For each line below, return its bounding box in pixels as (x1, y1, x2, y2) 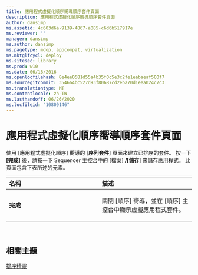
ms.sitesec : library (6, 58, 57, 64)
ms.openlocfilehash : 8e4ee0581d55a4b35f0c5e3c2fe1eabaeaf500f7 (6, 74, 165, 80)
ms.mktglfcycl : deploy (6, 52, 62, 58)
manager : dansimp (6, 36, 49, 42)
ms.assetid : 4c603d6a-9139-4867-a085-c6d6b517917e (6, 25, 133, 31)
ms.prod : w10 (6, 63, 38, 69)
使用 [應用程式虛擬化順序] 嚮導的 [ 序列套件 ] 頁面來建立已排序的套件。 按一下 (6, 150, 192, 157)
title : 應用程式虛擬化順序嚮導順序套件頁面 (6, 8, 100, 15)
